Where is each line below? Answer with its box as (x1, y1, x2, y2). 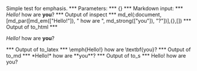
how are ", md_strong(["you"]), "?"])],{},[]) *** (80, 17, 192, 24)
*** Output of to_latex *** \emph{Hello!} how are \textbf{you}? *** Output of (6, 46, 191, 53)
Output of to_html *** (6, 23, 58, 30)
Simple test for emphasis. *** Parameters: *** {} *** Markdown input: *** (6, 5, 183, 12)
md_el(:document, (117, 11, 162, 18)
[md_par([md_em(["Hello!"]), (6, 17, 75, 24)
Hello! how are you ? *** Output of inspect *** (6, 11, 116, 18)
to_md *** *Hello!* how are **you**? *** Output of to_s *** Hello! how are (6, 52, 186, 59)
